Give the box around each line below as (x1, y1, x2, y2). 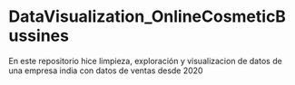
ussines (8, 25, 70, 46)
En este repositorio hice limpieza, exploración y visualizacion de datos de (8, 55, 282, 66)
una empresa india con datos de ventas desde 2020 (8, 65, 203, 76)
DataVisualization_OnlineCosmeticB (8, 6, 287, 27)
